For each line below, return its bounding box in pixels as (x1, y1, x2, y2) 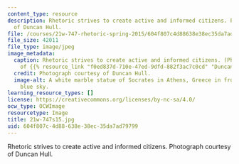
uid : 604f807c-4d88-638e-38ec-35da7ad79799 (7, 122, 139, 130)
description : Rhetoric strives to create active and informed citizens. (7, 17, 228, 24)
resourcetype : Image (7, 109, 69, 116)
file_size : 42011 (7, 37, 59, 44)
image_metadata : (7, 50, 55, 58)
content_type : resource (7, 10, 78, 18)
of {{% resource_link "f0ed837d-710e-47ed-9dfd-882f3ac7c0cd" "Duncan (20, 63, 234, 70)
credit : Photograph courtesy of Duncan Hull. (14, 70, 152, 77)
